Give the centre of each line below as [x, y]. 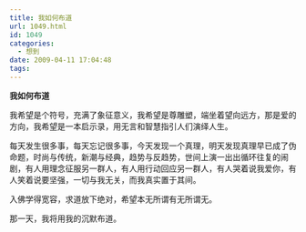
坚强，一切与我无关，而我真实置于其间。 [125, 179]
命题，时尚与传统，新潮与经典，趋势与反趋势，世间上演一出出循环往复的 [145, 156]
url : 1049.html [38, 26]
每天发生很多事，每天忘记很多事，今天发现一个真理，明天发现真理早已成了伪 [153, 146]
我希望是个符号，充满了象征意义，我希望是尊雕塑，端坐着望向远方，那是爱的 [153, 115]
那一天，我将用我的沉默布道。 [65, 218]
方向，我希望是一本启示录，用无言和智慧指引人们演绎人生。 [121, 126]
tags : [20, 69]
